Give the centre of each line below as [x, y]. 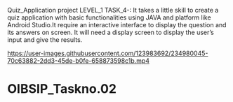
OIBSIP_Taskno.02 [62, 89]
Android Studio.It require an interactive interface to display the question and [117, 25]
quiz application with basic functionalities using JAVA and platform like [109, 17]
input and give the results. [45, 40]
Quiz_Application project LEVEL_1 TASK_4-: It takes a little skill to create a [113, 10]
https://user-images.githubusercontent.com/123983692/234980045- [108, 53]
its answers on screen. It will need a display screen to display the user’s [111, 32]
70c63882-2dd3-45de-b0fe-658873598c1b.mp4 [78, 61]
